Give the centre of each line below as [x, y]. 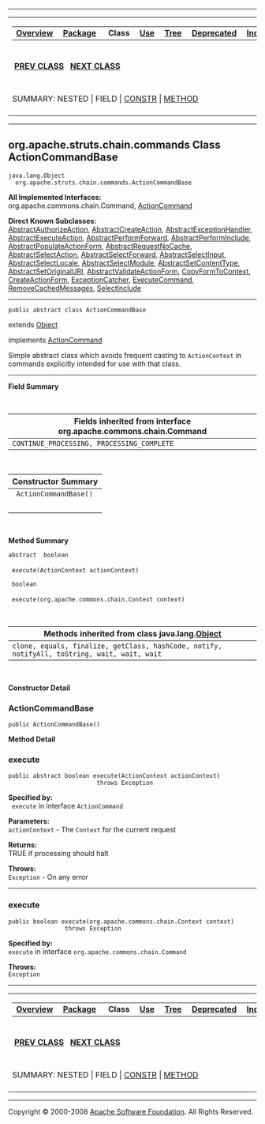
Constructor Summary [55, 481]
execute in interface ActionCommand [67, 806]
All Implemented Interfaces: [55, 197]
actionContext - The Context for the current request [92, 830]
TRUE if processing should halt [58, 854]
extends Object [33, 324]
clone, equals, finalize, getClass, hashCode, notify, [117, 646]
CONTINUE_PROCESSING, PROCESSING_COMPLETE [93, 443]
